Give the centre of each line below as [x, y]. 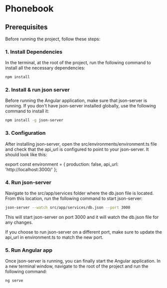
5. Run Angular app [29, 250]
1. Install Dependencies [34, 52]
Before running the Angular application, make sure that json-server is [76, 100]
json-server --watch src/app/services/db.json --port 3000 [68, 207]
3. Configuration [25, 133]
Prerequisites [26, 27]
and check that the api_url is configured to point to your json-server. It [77, 149]
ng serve [14, 281]
